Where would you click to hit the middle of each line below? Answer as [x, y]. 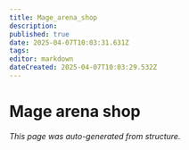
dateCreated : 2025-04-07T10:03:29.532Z [83, 68]
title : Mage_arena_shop [53, 17]
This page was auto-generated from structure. [95, 136]
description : [33, 26]
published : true [39, 34]
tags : [19, 51]
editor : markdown [41, 59]
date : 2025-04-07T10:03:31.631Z [69, 42]
